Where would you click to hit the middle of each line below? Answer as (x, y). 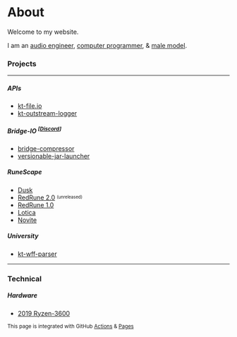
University (23, 236)
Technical (25, 278)
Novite (27, 220)
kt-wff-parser (37, 254)
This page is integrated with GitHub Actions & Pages (71, 326)
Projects (22, 63)
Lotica (27, 212)
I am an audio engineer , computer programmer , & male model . (97, 45)
